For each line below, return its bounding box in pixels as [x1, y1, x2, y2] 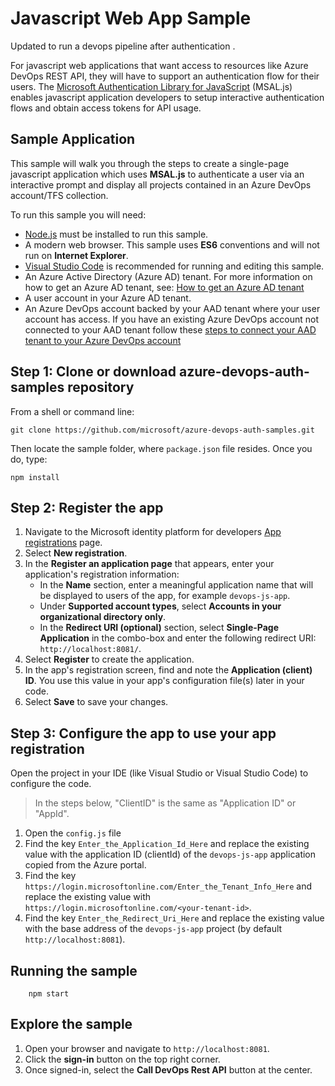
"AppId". [34, 808, 70, 820]
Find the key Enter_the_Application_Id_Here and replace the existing [24, 838, 310, 850]
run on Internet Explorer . [24, 249, 129, 261]
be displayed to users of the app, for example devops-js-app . [39, 590, 291, 602]
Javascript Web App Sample [10, 7, 252, 30]
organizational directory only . [39, 611, 167, 623]
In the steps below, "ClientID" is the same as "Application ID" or [34, 797, 297, 809]
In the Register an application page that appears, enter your [24, 558, 275, 570]
